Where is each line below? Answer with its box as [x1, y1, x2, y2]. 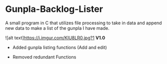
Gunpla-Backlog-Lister [5, 3, 103, 15]
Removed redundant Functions [12, 54, 76, 60]
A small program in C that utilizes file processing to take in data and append [5, 20, 162, 26]
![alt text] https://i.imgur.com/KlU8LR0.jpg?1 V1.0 [5, 35, 106, 41]
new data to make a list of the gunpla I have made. [5, 25, 110, 31]
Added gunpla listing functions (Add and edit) [12, 44, 107, 50]
